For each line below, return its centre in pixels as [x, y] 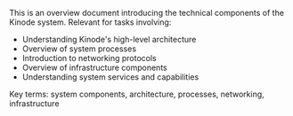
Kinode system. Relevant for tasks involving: [90, 22]
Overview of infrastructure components [94, 67]
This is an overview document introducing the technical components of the [147, 13]
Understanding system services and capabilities [110, 77]
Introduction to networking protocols [90, 58]
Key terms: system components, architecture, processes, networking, [137, 94]
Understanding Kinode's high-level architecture [109, 39]
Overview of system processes [79, 49]
